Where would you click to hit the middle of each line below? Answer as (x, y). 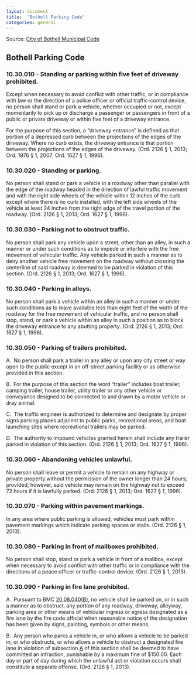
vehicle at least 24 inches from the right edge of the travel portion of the (93, 208)
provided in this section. (35, 373)
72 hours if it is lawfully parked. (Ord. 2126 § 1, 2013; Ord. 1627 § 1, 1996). (94, 491)
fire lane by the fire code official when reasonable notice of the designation (97, 618)
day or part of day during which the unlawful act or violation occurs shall (94, 661)
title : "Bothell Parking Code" (45, 17)
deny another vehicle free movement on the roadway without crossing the (95, 261)
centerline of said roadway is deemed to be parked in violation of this (90, 267)
